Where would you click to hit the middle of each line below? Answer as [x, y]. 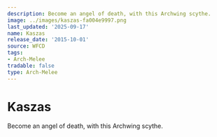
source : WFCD [26, 46]
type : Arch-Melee [33, 72]
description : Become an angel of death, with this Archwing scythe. [109, 14]
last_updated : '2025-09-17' [48, 27]
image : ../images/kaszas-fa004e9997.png [67, 20]
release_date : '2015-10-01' [48, 40]
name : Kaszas [26, 33]
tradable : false [31, 66]
